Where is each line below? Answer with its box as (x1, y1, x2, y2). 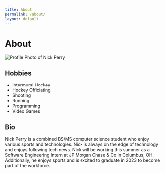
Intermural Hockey (12, 82, 51, 88)
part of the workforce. (5, 162, 51, 168)
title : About (5, 7, 32, 12)
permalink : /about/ (5, 12, 46, 17)
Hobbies (5, 69, 32, 77)
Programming (12, 103, 41, 109)
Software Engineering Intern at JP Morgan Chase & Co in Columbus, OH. (5, 152, 154, 158)
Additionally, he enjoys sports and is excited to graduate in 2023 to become (5, 157, 160, 163)
